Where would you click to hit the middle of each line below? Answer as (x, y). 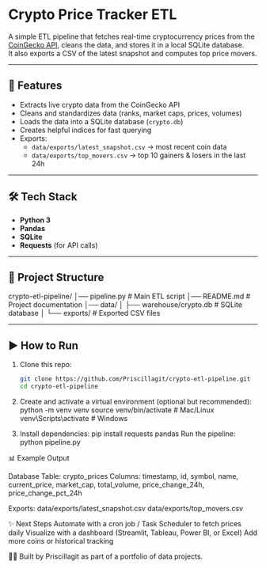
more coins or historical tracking (61, 541)
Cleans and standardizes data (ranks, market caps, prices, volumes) (131, 113)
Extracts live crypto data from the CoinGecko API (100, 104)
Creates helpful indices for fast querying (85, 130)
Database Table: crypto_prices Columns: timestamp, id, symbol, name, (123, 476)
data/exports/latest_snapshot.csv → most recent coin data (129, 146)
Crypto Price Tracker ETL (93, 15)
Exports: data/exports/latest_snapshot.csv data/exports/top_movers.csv (126, 508)
